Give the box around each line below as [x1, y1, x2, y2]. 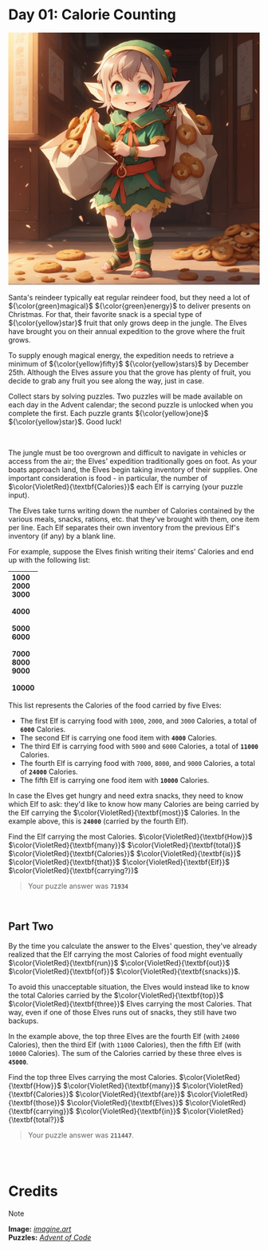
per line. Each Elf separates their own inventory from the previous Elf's [8, 522, 240, 532]
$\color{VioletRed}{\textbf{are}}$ [75, 1089, 185, 1099]
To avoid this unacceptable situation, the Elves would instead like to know [8, 982, 250, 991]
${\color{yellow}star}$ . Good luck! [8, 417, 122, 427]
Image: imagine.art [8, 1224, 72, 1233]
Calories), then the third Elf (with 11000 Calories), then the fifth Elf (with [8, 1040, 241, 1050]
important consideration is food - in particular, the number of [8, 473, 208, 482]
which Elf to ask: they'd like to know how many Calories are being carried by [8, 799, 259, 808]
